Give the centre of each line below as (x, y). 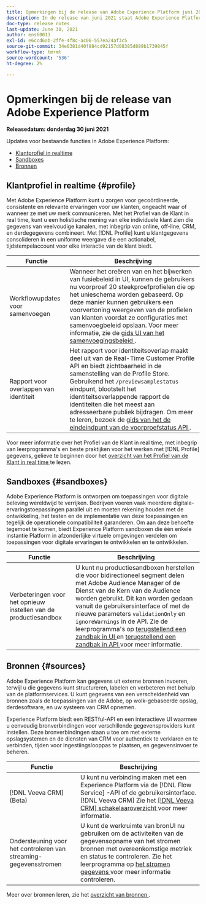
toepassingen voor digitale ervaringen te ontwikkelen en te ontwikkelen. (97, 542)
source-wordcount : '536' (38, 58)
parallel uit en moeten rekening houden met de (125, 509)
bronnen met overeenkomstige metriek (136, 849)
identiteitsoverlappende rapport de (120, 397)
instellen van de (32, 610)
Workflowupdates (35, 299)
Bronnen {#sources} (46, 666)
